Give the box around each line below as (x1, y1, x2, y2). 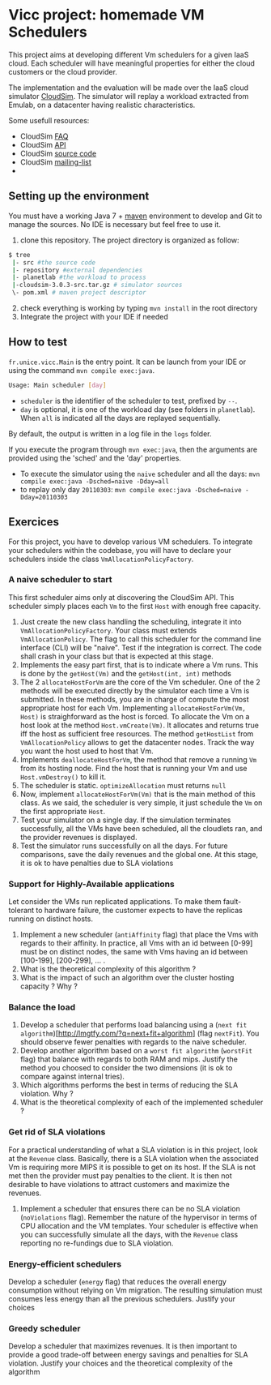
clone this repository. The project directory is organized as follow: (19, 235, 240, 245)
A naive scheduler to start (8, 574, 112, 585)
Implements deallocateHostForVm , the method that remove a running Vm (19, 754, 257, 764)
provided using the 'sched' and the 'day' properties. (8, 452, 182, 463)
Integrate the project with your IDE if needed (19, 312, 168, 321)
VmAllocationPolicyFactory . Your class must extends (19, 625, 197, 635)
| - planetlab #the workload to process (11, 273, 147, 281)
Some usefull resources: (8, 115, 90, 125)
